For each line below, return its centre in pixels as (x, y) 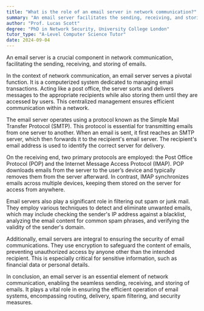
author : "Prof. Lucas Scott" (43, 23)
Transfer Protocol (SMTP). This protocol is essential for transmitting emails (100, 126)
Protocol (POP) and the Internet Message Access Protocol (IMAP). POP (95, 164)
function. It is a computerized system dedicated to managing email (90, 82)
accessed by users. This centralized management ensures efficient (90, 101)
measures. (19, 302)
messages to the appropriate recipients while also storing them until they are (102, 95)
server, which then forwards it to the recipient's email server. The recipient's (102, 139)
